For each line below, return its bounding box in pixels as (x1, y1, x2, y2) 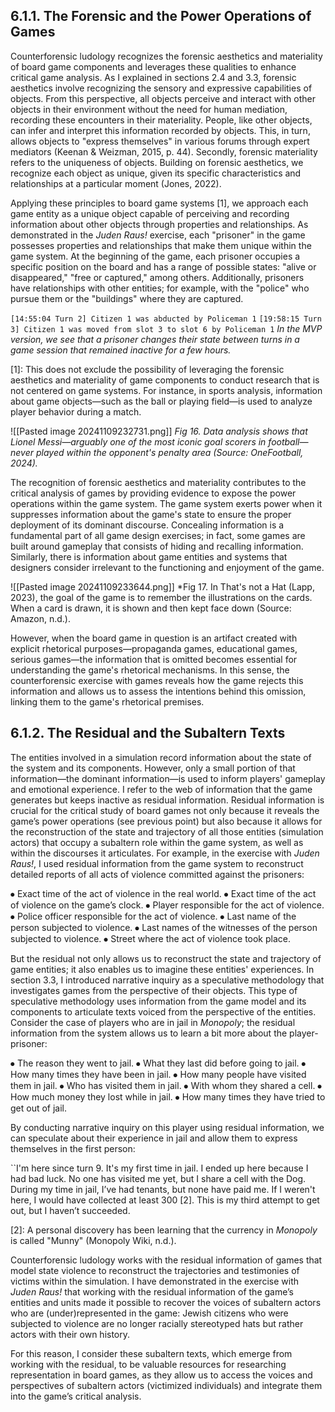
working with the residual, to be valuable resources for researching (10, 1358, 287, 1370)
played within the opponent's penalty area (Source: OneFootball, (35, 446, 304, 458)
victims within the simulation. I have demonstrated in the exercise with (10, 1275, 299, 1287)
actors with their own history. (10, 1328, 131, 1340)
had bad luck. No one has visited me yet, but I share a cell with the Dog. (10, 1172, 307, 1184)
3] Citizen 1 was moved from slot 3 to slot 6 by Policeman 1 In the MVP (10, 322, 323, 334)
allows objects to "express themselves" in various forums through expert (10, 135, 310, 147)
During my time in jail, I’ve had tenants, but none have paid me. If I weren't (10, 1183, 316, 1195)
